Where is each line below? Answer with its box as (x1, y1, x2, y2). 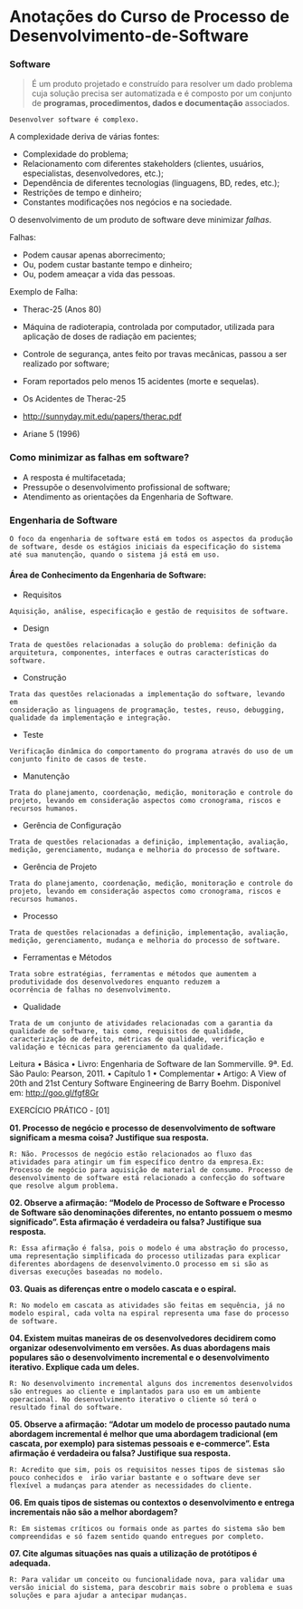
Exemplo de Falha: (9, 286, 79, 297)
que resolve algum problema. (9, 1181, 119, 1191)
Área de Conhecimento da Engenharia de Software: (9, 569, 206, 580)
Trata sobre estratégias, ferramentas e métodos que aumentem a (9, 970, 257, 979)
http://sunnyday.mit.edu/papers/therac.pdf (22, 411, 183, 422)
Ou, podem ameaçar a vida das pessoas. (22, 269, 175, 280)
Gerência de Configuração (22, 820, 122, 831)
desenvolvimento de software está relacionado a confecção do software (9, 1174, 285, 1183)
